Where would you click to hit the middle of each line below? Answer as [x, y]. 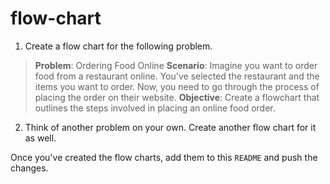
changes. [29, 168]
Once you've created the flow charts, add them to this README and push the [164, 157]
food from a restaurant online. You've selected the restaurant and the [177, 76]
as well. [40, 138]
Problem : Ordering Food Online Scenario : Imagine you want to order [176, 65]
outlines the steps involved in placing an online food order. [155, 108]
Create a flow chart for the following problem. [118, 46]
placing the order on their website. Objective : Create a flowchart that [177, 97]
